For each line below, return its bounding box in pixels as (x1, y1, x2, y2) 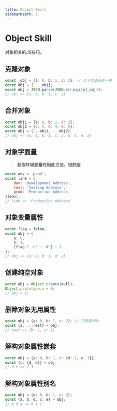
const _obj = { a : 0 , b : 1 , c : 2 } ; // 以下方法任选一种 (5, 78, 112, 83)
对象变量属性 (5, 213, 44, 222)
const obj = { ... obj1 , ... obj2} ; (5, 129, 73, 134)
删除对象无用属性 (5, 305, 56, 314)
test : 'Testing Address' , (14, 185, 66, 190)
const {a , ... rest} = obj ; (5, 323, 59, 328)
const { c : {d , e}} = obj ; (5, 360, 57, 365)
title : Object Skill (5, 7, 47, 12)
